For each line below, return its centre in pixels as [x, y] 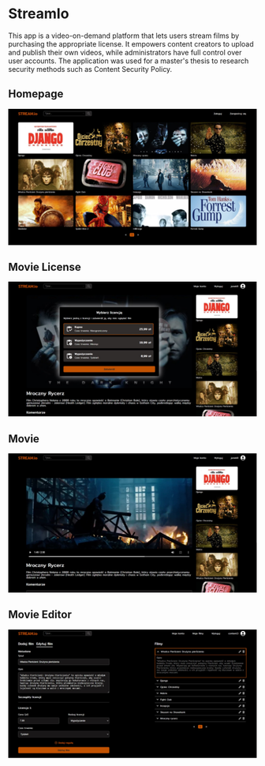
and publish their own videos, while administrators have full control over [125, 52]
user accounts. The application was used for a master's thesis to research [129, 61]
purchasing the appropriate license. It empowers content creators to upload [131, 43]
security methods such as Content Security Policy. [90, 69]
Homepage [36, 94]
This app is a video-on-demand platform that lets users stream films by [124, 36]
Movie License [45, 267]
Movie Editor [40, 615]
